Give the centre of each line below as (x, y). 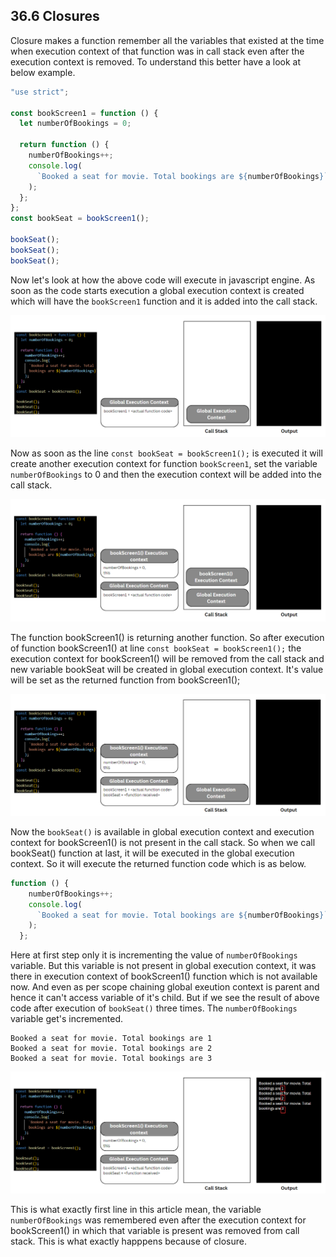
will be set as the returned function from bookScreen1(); (125, 680)
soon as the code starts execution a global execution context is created (157, 290)
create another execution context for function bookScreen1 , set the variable (164, 463)
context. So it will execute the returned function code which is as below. (158, 863)
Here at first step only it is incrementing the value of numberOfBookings (154, 955)
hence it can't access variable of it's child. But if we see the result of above (165, 998)
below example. (43, 72)
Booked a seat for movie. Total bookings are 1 (111, 1039)
